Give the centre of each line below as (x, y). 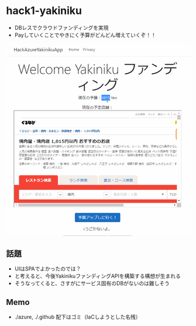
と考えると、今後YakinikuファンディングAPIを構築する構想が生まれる (98, 276)
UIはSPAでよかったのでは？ (48, 269)
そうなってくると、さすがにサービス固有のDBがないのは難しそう (92, 283)
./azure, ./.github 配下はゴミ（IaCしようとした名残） (78, 317)
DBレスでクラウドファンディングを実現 (62, 27)
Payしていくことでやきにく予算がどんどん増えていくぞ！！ (85, 35)
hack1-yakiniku (44, 11)
